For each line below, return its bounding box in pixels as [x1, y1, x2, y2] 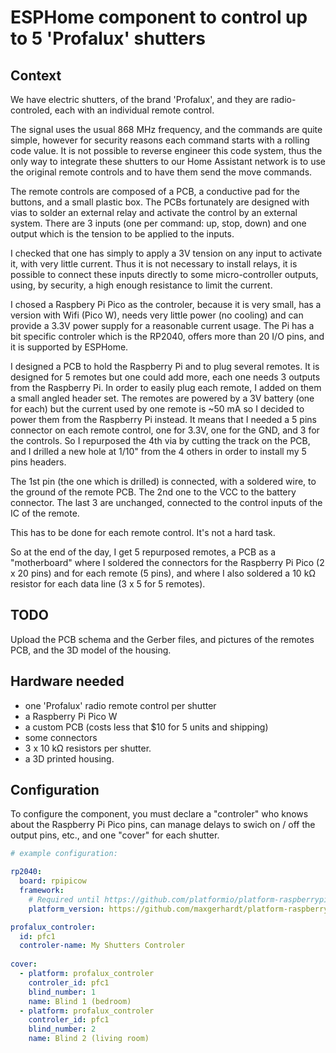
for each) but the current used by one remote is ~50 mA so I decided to [10, 403, 305, 415]
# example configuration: [10, 849, 118, 859]
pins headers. [10, 456, 67, 468]
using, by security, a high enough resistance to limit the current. [10, 279, 273, 291]
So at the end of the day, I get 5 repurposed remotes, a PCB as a [10, 546, 277, 558]
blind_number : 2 [28, 1024, 97, 1035]
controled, [10, 104, 53, 116]
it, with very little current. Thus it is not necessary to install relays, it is [10, 258, 298, 270]
